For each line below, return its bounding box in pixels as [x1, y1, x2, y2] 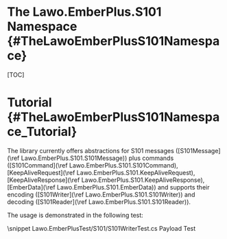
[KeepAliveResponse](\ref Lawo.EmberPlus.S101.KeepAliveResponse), [7, 176, 205, 184]
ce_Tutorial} [7, 124, 77, 139]
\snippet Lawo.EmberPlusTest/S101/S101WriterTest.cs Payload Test [7, 224, 196, 232]
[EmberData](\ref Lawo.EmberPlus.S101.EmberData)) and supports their [7, 183, 210, 191]
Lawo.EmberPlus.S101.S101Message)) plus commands [21, 154, 174, 162]
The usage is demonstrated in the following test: [7, 211, 144, 219]
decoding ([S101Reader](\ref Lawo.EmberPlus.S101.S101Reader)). [7, 197, 191, 206]
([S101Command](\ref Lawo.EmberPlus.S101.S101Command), [7, 161, 178, 169]
